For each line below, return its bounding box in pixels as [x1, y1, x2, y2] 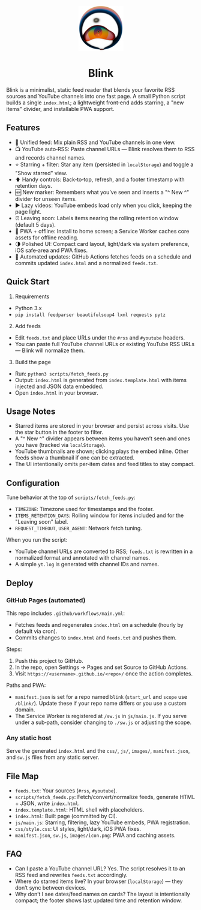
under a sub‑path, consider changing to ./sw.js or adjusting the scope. [14, 719, 192, 726]
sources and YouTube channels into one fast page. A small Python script [6, 92, 186, 100]
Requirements [14, 293, 50, 300]
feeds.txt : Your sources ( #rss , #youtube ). [14, 786, 118, 794]
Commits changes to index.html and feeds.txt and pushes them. [14, 633, 177, 641]
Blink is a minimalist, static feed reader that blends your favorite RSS [6, 86, 175, 93]
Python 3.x [14, 304, 42, 311]
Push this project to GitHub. [14, 657, 83, 664]
